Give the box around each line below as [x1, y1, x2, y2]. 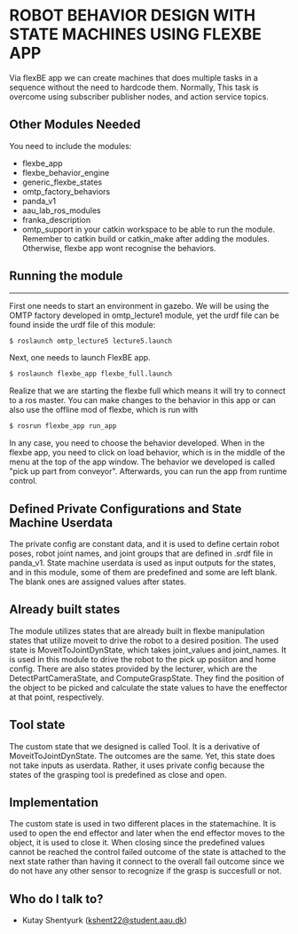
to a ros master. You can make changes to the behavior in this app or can [9, 395, 277, 406]
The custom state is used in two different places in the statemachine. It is [9, 819, 277, 829]
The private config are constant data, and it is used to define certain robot [9, 539, 279, 549]
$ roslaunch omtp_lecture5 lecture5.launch [9, 336, 173, 345]
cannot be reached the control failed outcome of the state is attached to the [9, 847, 286, 858]
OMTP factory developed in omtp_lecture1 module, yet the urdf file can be [9, 310, 279, 321]
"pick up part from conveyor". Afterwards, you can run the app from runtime [9, 466, 287, 477]
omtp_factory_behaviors [21, 186, 111, 196]
